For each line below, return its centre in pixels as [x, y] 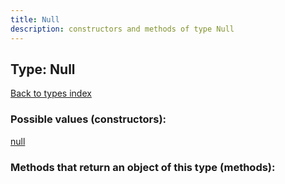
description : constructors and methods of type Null [122, 29]
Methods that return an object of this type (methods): [143, 167]
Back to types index [51, 93]
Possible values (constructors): [88, 119]
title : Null [35, 19]
